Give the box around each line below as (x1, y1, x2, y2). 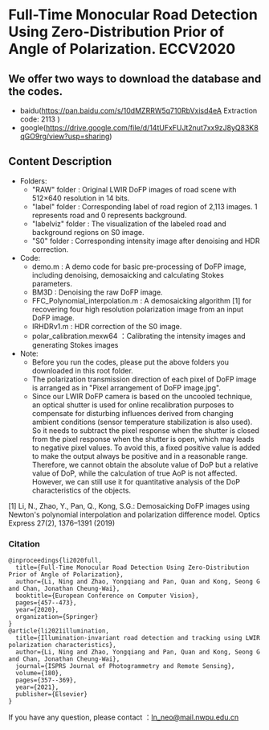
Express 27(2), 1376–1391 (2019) (8, 518, 116, 528)
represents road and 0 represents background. (31, 210, 187, 220)
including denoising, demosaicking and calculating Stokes (31, 270, 225, 279)
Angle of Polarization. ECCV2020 (8, 40, 236, 58)
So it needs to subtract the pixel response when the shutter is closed (31, 425, 259, 435)
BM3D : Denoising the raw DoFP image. (31, 287, 163, 297)
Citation (8, 538, 40, 549)
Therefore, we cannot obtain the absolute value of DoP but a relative (31, 460, 259, 469)
